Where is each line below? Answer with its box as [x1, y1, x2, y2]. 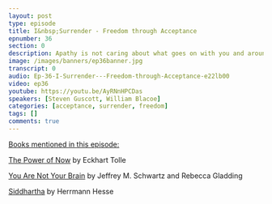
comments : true [8, 117, 60, 125]
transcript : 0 [8, 65, 57, 73]
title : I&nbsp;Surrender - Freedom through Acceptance [8, 27, 198, 35]
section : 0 [8, 42, 45, 50]
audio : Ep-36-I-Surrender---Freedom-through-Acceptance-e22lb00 [8, 72, 230, 80]
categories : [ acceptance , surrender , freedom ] [8, 102, 168, 110]
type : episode [8, 19, 57, 28]
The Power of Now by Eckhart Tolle [8, 155, 127, 164]
